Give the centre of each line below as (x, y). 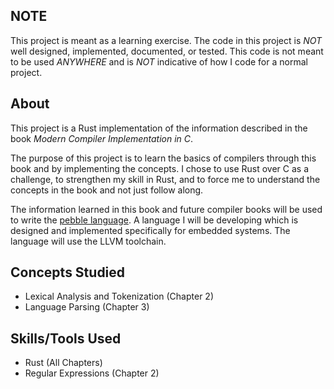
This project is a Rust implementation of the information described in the (159, 128)
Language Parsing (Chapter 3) (87, 307)
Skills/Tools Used (66, 338)
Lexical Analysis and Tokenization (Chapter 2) (119, 296)
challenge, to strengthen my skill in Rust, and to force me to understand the (165, 179)
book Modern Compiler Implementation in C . (102, 138)
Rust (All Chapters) (63, 363)
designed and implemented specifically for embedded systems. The (150, 230)
